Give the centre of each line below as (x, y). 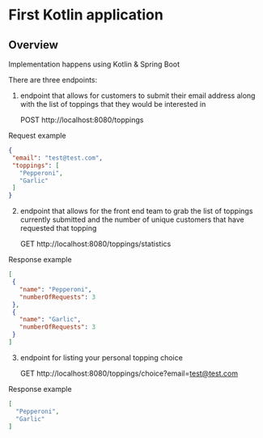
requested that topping (58, 228)
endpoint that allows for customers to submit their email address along (138, 96)
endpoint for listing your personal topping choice (102, 357)
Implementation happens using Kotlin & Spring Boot (94, 64)
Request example (37, 136)
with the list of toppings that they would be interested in (113, 104)
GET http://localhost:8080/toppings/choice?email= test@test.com (129, 373)
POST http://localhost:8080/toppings (82, 120)
